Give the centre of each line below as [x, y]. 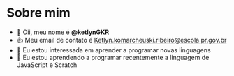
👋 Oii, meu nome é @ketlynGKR [63, 32]
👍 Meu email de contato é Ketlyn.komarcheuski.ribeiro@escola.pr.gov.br [122, 40]
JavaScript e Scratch [47, 65]
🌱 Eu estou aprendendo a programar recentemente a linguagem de [113, 57]
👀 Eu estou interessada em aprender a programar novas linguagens [114, 50]
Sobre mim [38, 13]
